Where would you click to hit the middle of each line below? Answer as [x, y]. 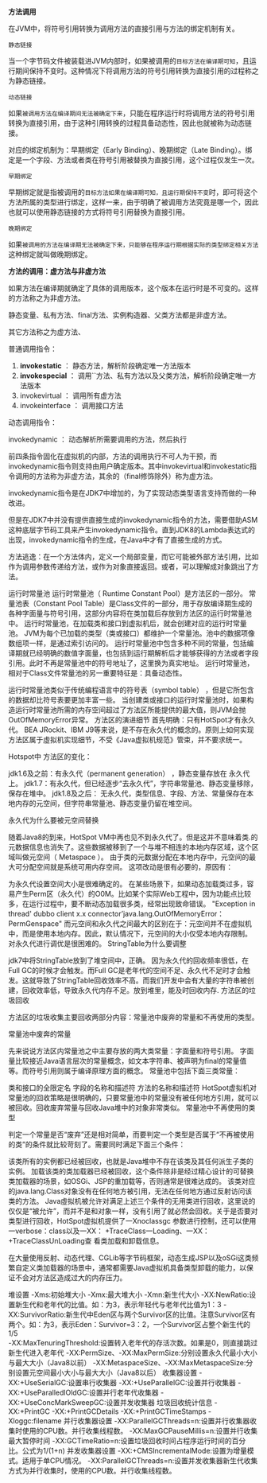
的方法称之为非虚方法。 [46, 298]
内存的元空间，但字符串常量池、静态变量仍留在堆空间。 [105, 803]
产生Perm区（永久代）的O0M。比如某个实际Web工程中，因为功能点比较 [133, 894]
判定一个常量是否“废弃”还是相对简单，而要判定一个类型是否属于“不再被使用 [131, 1135]
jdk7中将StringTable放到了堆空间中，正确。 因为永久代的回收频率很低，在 [129, 960]
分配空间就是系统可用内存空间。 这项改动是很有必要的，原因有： [127, 867]
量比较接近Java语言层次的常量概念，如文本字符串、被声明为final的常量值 [128, 1061]
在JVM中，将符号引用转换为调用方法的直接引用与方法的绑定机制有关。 [124, 29]
